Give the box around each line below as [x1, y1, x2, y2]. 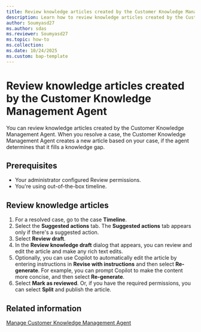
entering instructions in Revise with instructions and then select [14, 261, 175, 268]
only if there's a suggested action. [14, 229, 99, 236]
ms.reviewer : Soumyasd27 [6, 31, 68, 37]
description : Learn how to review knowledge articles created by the [6, 14, 184, 20]
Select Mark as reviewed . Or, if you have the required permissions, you [14, 279, 191, 287]
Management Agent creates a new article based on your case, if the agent [6, 137, 190, 144]
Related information [6, 303, 82, 313]
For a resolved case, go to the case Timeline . [14, 216, 127, 223]
